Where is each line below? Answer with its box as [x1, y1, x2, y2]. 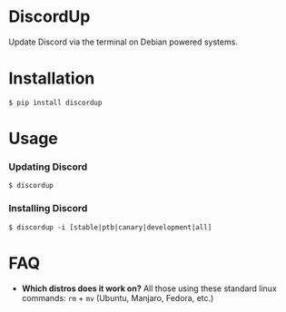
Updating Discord [8, 161, 88, 173]
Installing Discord [8, 202, 88, 215]
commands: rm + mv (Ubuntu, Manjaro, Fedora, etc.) [21, 292, 214, 303]
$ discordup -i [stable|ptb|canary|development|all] [8, 222, 212, 232]
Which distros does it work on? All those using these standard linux [21, 283, 278, 294]
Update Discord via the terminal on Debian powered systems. [8, 36, 238, 47]
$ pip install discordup [8, 98, 103, 107]
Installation [8, 68, 95, 89]
